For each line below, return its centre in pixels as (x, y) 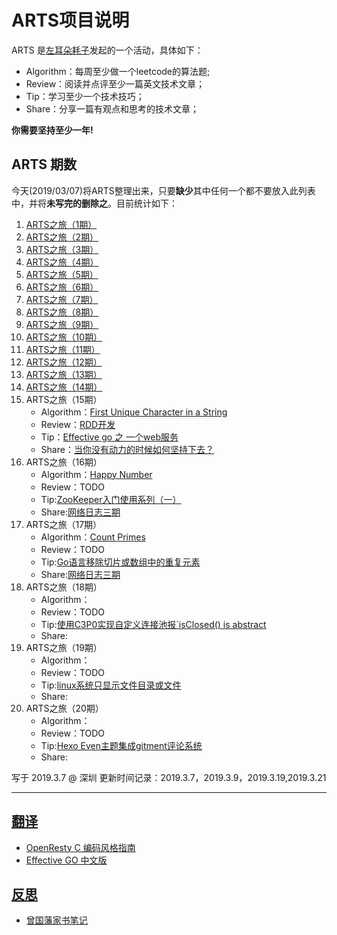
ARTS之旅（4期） (62, 262)
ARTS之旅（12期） (64, 362)
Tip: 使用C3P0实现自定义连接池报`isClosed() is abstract (153, 624)
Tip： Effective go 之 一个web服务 (109, 437)
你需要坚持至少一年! (52, 130)
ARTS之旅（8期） (62, 312)
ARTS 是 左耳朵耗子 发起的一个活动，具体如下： (107, 50)
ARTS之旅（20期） (64, 708)
